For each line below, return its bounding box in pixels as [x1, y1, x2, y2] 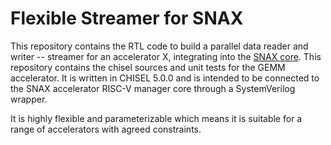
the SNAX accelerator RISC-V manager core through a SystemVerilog [10, 82, 296, 94]
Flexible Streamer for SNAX [10, 7, 244, 30]
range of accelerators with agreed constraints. [10, 123, 202, 135]
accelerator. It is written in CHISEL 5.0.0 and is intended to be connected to [10, 72, 320, 84]
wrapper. [10, 93, 48, 105]
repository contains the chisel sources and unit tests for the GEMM [10, 61, 286, 73]
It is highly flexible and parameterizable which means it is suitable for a [10, 112, 303, 124]
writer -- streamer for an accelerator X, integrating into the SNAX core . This [10, 50, 322, 62]
